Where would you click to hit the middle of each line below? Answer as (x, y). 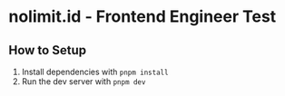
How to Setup (48, 50)
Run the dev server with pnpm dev (84, 82)
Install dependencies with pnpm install (95, 72)
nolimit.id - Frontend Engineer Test (142, 17)
